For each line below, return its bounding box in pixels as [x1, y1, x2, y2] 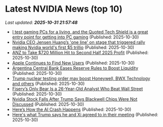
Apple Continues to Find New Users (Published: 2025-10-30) [12, 60, 135, 66]
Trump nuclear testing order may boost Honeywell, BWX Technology [12, 75, 150, 81]
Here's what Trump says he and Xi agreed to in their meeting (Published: [12, 111, 159, 117]
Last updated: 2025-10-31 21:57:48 [5, 19, 78, 25]
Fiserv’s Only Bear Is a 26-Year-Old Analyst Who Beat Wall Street [12, 86, 143, 91]
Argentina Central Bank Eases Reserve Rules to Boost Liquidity [12, 65, 139, 71]
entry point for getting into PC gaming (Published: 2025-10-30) [12, 34, 139, 40]
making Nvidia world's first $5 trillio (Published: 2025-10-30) [12, 44, 134, 50]
